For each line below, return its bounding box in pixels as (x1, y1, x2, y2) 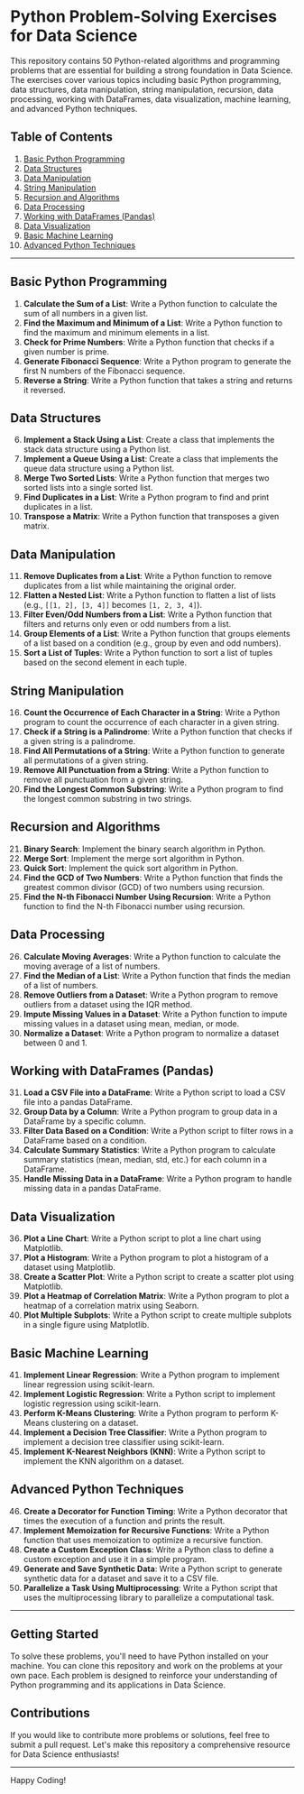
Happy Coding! (10, 1774, 67, 1785)
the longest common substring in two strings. (23, 794, 192, 804)
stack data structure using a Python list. (23, 444, 171, 455)
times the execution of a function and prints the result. (23, 1515, 226, 1526)
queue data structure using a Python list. (23, 463, 175, 474)
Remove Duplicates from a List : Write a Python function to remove (23, 571, 272, 582)
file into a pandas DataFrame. (23, 1097, 134, 1108)
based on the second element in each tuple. (23, 657, 188, 668)
